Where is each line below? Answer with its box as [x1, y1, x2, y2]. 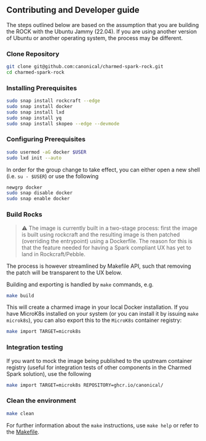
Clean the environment [6, 396, 77, 405]
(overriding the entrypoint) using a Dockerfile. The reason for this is [21, 237, 192, 244]
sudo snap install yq [6, 115, 62, 121]
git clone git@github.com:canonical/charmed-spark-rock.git [6, 64, 164, 70]
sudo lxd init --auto [6, 155, 62, 161]
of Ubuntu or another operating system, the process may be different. [6, 34, 183, 42]
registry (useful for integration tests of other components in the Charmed [6, 364, 192, 371]
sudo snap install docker [6, 104, 73, 110]
